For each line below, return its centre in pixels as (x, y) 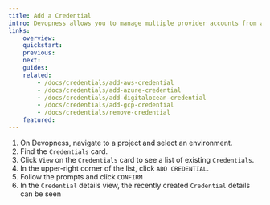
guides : (35, 68)
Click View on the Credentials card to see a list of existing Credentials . (137, 159)
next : (32, 61)
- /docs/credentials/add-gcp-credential (106, 105)
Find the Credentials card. (64, 151)
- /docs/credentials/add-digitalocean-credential (122, 98)
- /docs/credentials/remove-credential (104, 113)
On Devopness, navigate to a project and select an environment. (126, 143)
